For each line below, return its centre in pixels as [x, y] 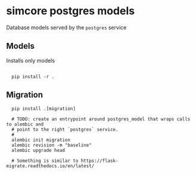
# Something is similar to [45, 161]
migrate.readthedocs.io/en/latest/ [50, 166]
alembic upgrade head [38, 150]
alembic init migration [41, 140]
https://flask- [99, 161]
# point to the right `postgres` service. [65, 129]
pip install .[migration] [44, 108]
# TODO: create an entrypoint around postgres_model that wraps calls [101, 119]
